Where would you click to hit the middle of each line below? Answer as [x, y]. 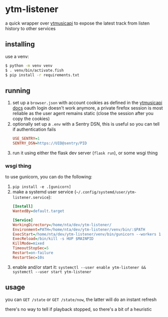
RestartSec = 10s [28, 257]
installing [20, 44]
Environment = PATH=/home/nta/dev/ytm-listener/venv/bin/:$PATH [79, 230]
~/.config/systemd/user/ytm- [106, 192]
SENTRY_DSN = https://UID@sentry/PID [50, 143]
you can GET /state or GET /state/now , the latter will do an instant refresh [81, 299]
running [18, 91]
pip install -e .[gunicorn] [42, 187]
